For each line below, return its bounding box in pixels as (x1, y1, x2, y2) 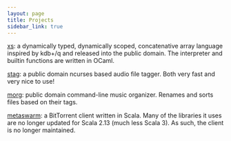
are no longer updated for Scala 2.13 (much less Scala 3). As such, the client (7, 119, 224, 127)
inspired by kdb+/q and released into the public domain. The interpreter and (7, 49, 223, 57)
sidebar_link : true (7, 23, 63, 30)
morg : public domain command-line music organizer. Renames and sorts (7, 91, 214, 99)
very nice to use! (7, 77, 55, 86)
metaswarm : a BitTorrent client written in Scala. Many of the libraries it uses (7, 111, 222, 120)
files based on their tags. (7, 98, 78, 106)
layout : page (7, 10, 45, 17)
